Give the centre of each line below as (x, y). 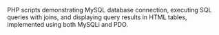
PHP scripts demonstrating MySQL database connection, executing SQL (109, 10)
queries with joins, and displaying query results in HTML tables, (97, 17)
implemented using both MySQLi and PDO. (68, 24)
